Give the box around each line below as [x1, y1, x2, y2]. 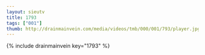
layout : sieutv [6, 8, 45, 15]
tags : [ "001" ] [6, 20, 43, 26]
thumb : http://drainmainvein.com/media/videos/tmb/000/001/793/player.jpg [6, 25, 201, 32]
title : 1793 [6, 15, 37, 21]
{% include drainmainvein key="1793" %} [6, 42, 110, 50]
